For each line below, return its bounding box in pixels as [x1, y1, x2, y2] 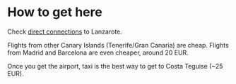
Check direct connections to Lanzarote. [7, 27, 122, 36]
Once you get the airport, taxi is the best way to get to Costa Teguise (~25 [7, 62, 223, 70]
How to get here [7, 4, 102, 20]
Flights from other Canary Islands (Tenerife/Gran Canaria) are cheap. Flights [7, 41, 230, 49]
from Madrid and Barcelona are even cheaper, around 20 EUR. [7, 48, 189, 57]
